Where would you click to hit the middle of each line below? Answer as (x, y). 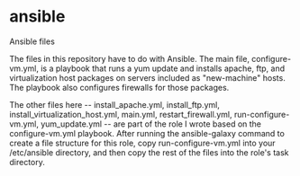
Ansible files (32, 41)
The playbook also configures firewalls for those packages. (119, 87)
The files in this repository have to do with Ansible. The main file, (130, 58)
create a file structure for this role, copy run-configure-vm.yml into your (143, 143)
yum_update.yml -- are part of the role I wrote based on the (151, 124)
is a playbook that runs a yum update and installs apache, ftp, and (163, 68)
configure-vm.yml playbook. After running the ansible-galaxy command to (147, 133)
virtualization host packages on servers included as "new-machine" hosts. (147, 77)
